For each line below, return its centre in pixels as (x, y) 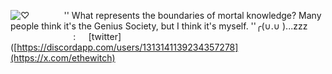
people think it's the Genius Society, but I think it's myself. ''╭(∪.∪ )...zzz (159, 26)
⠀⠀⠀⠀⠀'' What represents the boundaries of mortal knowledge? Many (176, 15)
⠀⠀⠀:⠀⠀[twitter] (87, 36)
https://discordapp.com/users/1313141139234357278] (127, 47)
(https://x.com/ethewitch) (63, 58)
